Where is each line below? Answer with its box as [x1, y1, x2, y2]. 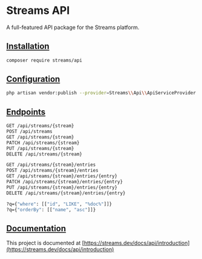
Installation [6, 41, 50, 51]
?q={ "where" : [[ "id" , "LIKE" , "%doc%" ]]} [6, 201, 112, 207]
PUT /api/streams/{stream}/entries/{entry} [6, 184, 118, 191]
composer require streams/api [6, 57, 83, 64]
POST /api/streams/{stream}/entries [6, 168, 99, 174]
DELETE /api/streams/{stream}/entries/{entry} [6, 190, 126, 196]
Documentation [6, 223, 67, 234]
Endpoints [6, 107, 46, 117]
